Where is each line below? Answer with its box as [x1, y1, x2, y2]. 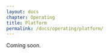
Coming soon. [6, 42, 41, 49]
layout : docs [6, 8, 39, 15]
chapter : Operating [6, 14, 55, 20]
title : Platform [6, 20, 47, 26]
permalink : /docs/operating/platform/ [6, 25, 104, 32]
